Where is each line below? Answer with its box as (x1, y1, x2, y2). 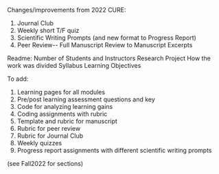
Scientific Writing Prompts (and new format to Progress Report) (16, 34, 197, 42)
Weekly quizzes (16, 139, 62, 147)
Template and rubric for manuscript (16, 117, 118, 125)
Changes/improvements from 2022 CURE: (7, 6, 126, 14)
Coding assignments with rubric (16, 110, 108, 118)
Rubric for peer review (16, 125, 81, 132)
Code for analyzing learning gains (16, 103, 113, 110)
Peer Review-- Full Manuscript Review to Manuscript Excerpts (16, 41, 193, 49)
